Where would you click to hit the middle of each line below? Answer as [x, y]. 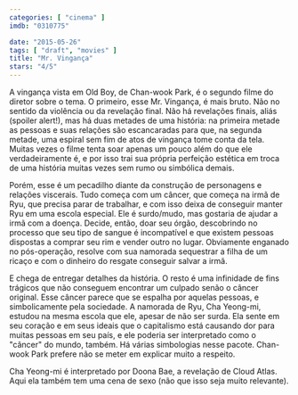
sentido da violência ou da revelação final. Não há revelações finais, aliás [143, 111]
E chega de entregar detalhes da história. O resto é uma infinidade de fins [145, 278]
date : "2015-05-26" [45, 42]
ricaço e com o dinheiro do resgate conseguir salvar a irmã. [119, 261]
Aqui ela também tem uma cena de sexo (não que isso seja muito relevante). [149, 381]
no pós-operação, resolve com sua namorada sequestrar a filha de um [139, 251]
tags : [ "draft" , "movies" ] [63, 50]
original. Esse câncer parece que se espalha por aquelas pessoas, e [134, 297]
